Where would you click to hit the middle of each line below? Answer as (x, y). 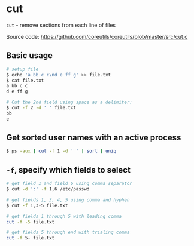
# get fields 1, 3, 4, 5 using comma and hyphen (68, 200)
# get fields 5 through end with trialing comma (68, 233)
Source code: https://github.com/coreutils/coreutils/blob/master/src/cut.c (97, 36)
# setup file (22, 69)
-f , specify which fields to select (68, 170)
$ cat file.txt (25, 80)
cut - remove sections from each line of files (61, 25)
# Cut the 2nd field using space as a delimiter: (69, 102)
